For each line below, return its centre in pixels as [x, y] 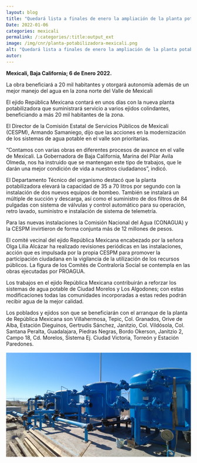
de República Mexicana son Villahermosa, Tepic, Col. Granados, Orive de [94, 319]
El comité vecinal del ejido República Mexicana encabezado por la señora [95, 240]
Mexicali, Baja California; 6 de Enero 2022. [59, 73]
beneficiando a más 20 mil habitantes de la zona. [65, 114]
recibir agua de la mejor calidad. [45, 301]
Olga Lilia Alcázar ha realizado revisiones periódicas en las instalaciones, [94, 246]
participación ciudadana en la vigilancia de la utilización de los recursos [93, 259]
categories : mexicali [33, 31]
